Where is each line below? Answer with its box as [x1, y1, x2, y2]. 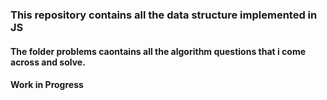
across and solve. [10, 56, 86, 68]
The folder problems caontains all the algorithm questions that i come [10, 45, 307, 57]
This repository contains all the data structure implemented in [10, 8, 318, 22]
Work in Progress [10, 79, 84, 91]
